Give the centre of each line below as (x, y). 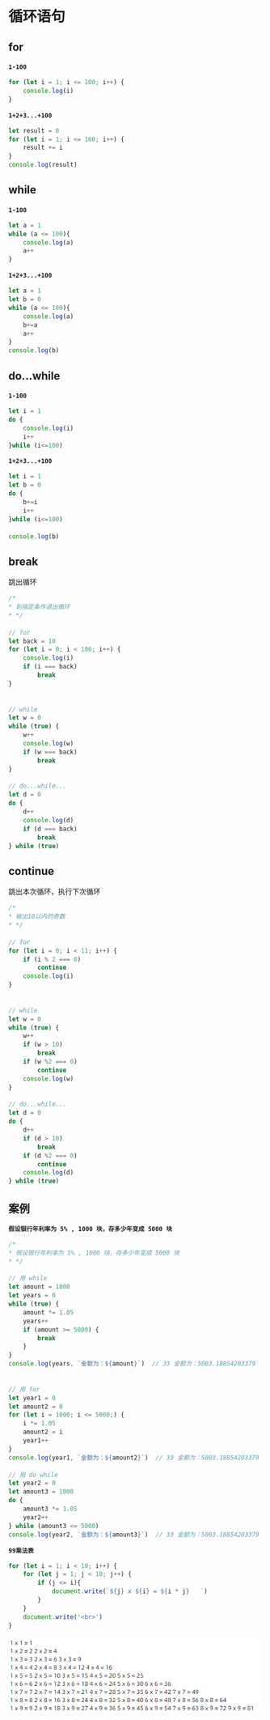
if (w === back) (51, 752)
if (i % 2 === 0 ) (52, 959)
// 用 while (28, 1278)
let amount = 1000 (39, 1287)
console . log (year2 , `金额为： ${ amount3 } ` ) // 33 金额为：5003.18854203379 (134, 1535)
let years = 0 (32, 1296)
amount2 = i (43, 1432)
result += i (43, 148)
